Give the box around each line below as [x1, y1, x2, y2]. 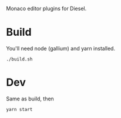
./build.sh [6, 56, 33, 62]
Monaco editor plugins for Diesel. [6, 5, 87, 12]
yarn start [6, 106, 33, 112]
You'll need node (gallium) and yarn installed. [6, 45, 116, 52]
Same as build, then [6, 95, 54, 102]
